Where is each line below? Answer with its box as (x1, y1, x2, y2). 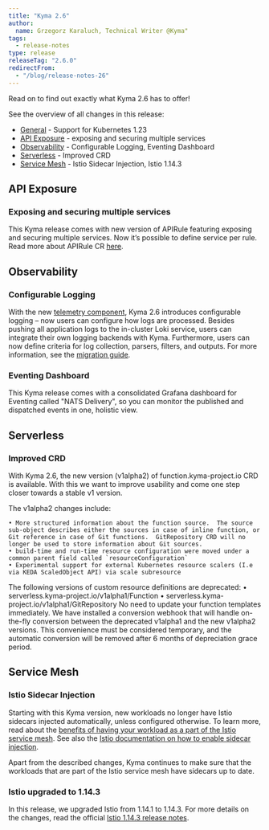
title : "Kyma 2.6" (8, 11, 70, 20)
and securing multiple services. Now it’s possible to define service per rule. (8, 233, 258, 243)
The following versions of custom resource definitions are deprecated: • (8, 582, 247, 591)
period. (8, 642, 32, 652)
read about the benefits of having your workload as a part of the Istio (8, 725, 237, 734)
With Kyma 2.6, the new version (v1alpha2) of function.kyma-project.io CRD (8, 471, 259, 480)
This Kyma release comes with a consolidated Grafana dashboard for (8, 388, 237, 398)
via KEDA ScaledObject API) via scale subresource (8, 568, 181, 576)
